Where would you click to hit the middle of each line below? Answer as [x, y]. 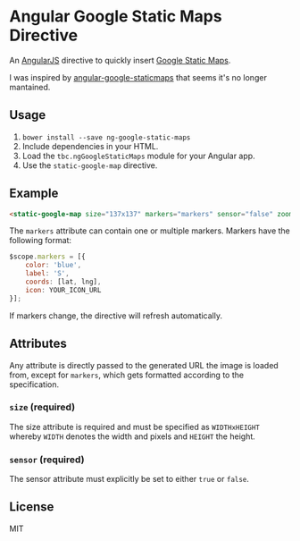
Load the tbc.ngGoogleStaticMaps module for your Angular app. [139, 156]
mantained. [30, 87]
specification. [34, 384]
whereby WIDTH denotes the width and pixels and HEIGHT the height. [133, 436]
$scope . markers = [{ [48, 257]
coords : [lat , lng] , [63, 282]
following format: [41, 241]
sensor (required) [47, 460]
